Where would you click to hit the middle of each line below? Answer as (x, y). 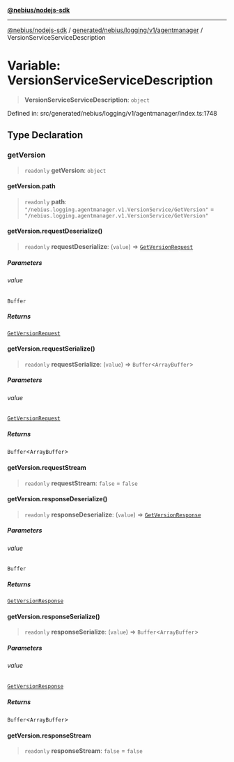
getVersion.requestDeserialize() (55, 231)
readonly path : (46, 201)
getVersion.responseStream (49, 736)
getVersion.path (31, 186)
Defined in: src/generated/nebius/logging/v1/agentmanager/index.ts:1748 (112, 113)
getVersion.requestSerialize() (51, 349)
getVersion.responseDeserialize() (57, 499)
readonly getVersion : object (65, 170)
